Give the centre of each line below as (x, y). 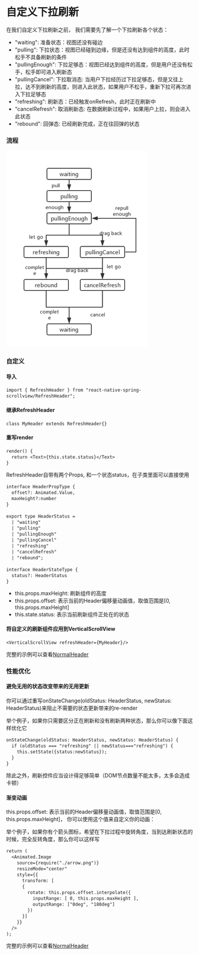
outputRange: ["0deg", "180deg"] (74, 905)
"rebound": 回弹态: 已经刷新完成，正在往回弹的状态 (77, 124)
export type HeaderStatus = (41, 516)
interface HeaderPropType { (41, 486)
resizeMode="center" (42, 869)
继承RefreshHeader (31, 410)
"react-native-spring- (114, 390)
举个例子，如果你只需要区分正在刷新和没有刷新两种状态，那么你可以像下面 (97, 721)
